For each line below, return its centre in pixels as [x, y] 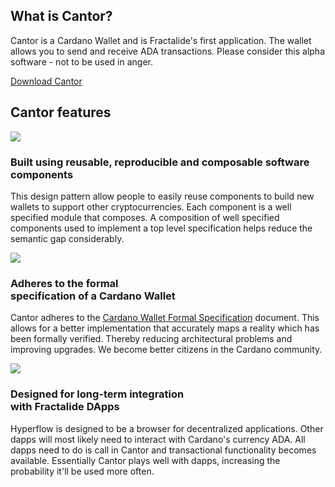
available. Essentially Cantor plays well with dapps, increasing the [145, 460]
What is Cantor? [61, 16]
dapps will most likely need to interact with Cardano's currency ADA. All [158, 439]
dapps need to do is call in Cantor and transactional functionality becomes [163, 450]
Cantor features [61, 112]
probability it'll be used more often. [82, 471]
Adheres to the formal [64, 283]
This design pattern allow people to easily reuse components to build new [162, 196]
